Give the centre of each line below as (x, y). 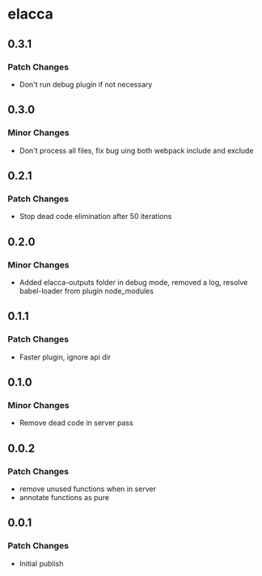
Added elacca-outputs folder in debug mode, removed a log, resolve (133, 282)
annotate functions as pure (64, 497)
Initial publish (41, 563)
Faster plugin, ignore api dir (65, 357)
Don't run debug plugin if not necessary (86, 84)
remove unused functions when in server (88, 489)
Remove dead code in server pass (76, 423)
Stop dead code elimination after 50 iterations (95, 217)
